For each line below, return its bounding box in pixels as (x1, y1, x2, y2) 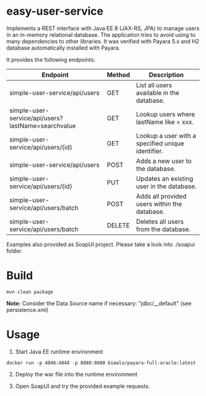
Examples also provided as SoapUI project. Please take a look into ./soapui (6, 240, 195, 248)
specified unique (135, 139, 185, 148)
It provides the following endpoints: (6, 56, 96, 63)
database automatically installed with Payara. (6, 44, 121, 51)
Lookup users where (135, 110, 195, 118)
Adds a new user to (135, 156, 192, 165)
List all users (135, 81, 173, 89)
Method (107, 70, 131, 79)
